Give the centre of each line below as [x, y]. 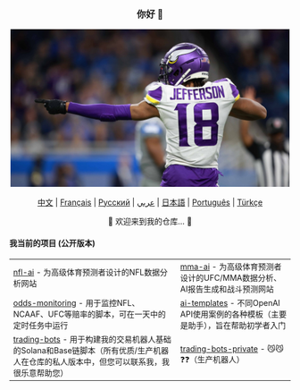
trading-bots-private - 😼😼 [232, 349]
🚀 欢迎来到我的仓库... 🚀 [150, 221]
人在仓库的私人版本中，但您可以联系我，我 [91, 361]
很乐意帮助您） [41, 373]
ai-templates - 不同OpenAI [230, 302]
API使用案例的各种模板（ [225, 314]
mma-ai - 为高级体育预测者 [231, 267]
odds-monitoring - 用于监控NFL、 [76, 302]
